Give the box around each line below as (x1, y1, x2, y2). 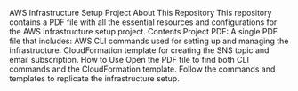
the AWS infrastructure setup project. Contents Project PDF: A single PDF (9, 27, 278, 36)
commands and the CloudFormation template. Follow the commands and (9, 64, 276, 74)
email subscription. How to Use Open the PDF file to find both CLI (9, 55, 249, 64)
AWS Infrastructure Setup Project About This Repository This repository (9, 8, 272, 18)
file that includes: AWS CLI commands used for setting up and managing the (9, 35, 289, 46)
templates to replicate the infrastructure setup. (9, 73, 180, 83)
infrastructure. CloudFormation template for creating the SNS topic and (9, 45, 270, 56)
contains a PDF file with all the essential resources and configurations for (9, 17, 278, 27)
